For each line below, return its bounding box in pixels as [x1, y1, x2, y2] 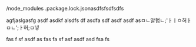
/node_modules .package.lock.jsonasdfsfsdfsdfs [6, 5, 124, 12]
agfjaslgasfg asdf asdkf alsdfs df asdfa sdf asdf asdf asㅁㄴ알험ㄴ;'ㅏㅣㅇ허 [6, 17, 187, 24]
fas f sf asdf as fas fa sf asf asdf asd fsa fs [6, 36, 110, 42]
